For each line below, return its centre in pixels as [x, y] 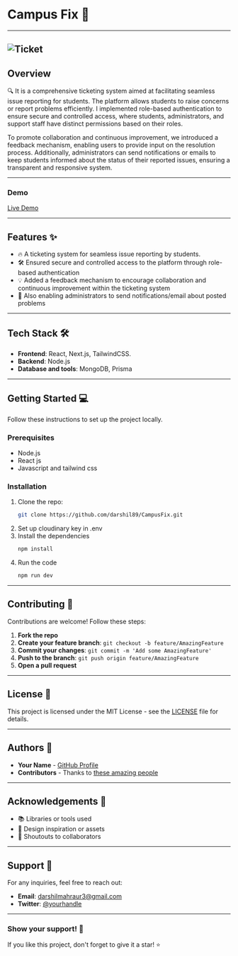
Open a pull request [47, 665]
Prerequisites [31, 438]
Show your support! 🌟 [45, 929]
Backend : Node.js [44, 362]
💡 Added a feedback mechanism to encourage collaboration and [112, 280]
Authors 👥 [30, 748]
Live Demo [23, 208]
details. [18, 718]
